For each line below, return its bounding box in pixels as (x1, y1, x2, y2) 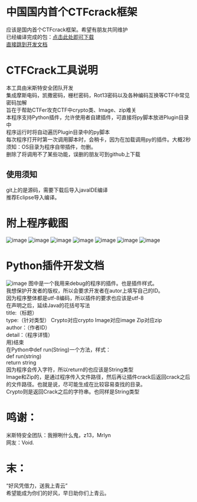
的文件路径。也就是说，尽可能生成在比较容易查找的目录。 (6, 380, 146, 388)
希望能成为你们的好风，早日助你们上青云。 (6, 490, 110, 497)
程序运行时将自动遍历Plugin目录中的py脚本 (6, 128, 110, 136)
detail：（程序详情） (6, 331, 54, 338)
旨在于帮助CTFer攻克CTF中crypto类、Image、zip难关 (6, 106, 137, 113)
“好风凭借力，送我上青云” (6, 482, 68, 490)
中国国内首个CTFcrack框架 (6, 5, 137, 19)
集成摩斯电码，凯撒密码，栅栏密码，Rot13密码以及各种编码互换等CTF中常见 (6, 91, 190, 99)
